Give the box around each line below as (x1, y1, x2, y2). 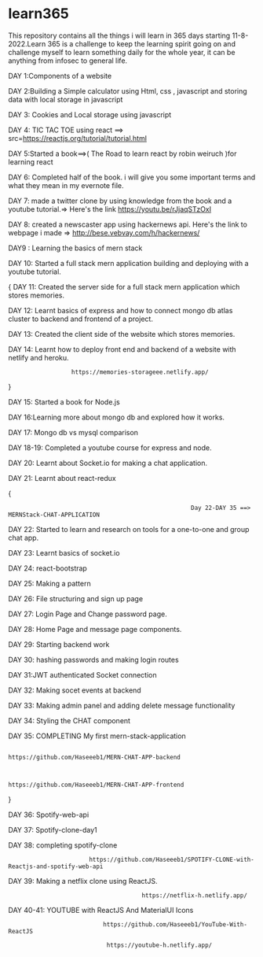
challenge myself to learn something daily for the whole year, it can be (8, 47, 236, 57)
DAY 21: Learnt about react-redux (8, 473, 116, 482)
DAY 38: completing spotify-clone (8, 840, 118, 850)
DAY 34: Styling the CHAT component (8, 715, 131, 725)
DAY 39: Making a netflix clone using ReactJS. (8, 876, 158, 885)
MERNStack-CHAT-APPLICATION (8, 511, 100, 519)
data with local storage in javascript (8, 94, 123, 104)
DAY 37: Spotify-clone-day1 (8, 825, 98, 834)
